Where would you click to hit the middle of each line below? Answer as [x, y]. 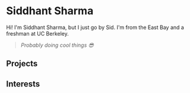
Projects [22, 64]
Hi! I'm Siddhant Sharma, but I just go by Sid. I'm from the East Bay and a [95, 27]
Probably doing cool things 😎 [57, 45]
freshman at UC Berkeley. [38, 33]
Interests [23, 84]
